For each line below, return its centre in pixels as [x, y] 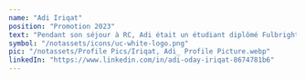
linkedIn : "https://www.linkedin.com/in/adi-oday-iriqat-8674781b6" [142, 60]
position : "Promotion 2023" [62, 26]
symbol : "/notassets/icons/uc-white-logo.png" [99, 43]
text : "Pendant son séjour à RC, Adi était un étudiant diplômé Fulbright [154, 35]
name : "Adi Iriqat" [46, 18]
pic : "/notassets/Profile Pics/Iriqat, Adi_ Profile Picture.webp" [140, 52]
